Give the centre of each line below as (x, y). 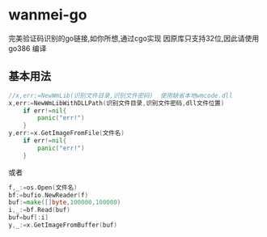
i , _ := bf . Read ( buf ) (39, 210)
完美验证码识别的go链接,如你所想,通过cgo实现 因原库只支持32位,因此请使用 (134, 38)
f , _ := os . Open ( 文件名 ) (43, 188)
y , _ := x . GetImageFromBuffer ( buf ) (63, 225)
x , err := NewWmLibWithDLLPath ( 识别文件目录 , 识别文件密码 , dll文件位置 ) (117, 103)
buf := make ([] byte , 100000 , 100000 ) (65, 203)
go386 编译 (28, 48)
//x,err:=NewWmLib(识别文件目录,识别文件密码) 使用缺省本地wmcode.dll (121, 95)
